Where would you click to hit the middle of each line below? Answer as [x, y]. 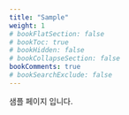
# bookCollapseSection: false [65, 58]
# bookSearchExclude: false [61, 75]
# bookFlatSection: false [57, 34]
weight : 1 [27, 26]
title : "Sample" [39, 17]
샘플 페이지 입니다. [41, 101]
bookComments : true [45, 67]
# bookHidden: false [47, 50]
